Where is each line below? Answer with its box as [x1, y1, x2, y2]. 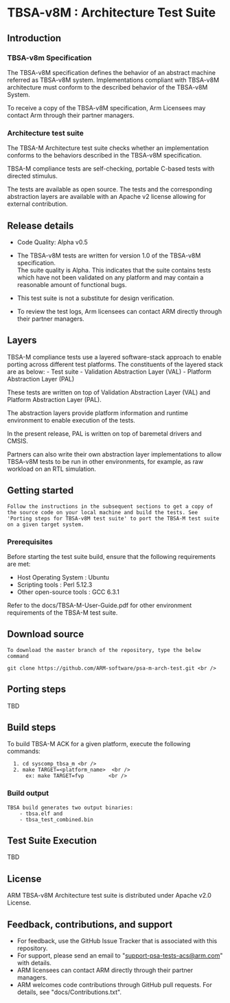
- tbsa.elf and [19, 810, 63, 817]
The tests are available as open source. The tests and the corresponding [7, 185, 213, 193]
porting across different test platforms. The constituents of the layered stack [7, 360, 223, 368]
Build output [7, 788, 49, 798]
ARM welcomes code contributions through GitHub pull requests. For [16, 981, 213, 989]
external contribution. [7, 200, 68, 208]
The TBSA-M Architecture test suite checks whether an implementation [7, 144, 209, 152]
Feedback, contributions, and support [7, 918, 173, 930]
